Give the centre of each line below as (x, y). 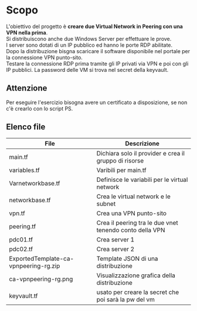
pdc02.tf (21, 249)
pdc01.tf (21, 239)
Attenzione (27, 88)
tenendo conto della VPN (131, 230)
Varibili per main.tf (121, 170)
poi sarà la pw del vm (126, 299)
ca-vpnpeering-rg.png (41, 279)
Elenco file (26, 127)
